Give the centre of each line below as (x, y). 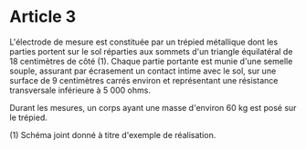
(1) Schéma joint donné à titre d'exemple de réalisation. (113, 134)
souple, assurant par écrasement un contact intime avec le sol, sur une (143, 71)
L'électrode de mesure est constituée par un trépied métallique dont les (144, 42)
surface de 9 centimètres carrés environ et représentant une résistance (144, 80)
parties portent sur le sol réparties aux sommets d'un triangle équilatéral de (151, 51)
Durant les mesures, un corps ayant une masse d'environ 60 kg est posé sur (153, 107)
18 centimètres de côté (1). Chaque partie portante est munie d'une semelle (151, 61)
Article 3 (43, 17)
